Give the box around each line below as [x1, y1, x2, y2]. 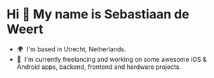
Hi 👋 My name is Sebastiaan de [6, 6, 190, 22]
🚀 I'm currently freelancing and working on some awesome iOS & [16, 55, 208, 63]
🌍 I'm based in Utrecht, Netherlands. [16, 45, 126, 53]
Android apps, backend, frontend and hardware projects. [16, 63, 182, 71]
